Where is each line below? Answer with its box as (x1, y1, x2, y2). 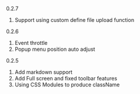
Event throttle (14, 40, 48, 46)
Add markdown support (14, 69, 73, 76)
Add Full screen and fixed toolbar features (14, 75, 118, 82)
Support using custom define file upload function (14, 17, 135, 23)
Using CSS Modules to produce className (14, 81, 120, 88)
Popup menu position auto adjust (14, 46, 96, 53)
